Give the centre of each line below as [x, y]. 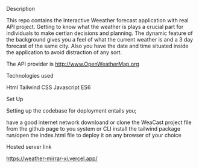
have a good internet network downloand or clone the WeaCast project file [99, 122]
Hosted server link [29, 147]
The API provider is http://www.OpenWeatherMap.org [73, 64]
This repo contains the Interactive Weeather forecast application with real [97, 20]
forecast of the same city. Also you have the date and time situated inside [97, 46]
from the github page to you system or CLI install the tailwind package [93, 129]
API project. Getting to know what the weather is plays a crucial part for [95, 27]
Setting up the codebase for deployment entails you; [71, 110]
